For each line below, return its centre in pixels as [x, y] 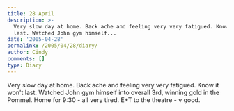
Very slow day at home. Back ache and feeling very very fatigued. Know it [113, 85]
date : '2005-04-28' [36, 40]
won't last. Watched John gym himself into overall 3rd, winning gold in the [114, 92]
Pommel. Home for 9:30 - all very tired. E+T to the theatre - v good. [104, 100]
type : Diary [24, 65]
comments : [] [26, 59]
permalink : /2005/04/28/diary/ [53, 46]
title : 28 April [31, 14]
